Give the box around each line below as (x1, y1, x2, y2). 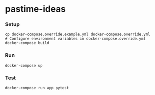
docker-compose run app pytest (5, 86, 69, 91)
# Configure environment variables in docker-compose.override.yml (5, 36, 146, 41)
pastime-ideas (5, 3, 66, 15)
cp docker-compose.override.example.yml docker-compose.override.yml (5, 32, 151, 37)
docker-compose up (5, 63, 43, 68)
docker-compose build (5, 41, 50, 46)
